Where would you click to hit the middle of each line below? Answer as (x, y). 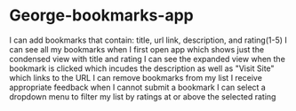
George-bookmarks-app (101, 16)
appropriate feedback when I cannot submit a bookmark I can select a (138, 87)
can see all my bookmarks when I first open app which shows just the (137, 49)
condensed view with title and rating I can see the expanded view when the (148, 59)
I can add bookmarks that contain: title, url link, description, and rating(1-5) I (148, 40)
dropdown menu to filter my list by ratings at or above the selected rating (143, 96)
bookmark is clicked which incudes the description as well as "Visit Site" (142, 68)
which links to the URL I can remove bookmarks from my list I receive (136, 77)
